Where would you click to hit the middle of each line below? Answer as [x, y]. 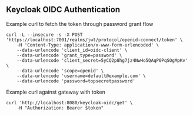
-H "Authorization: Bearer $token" [60, 108]
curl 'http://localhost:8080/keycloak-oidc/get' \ [69, 102]
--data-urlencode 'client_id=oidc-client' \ [72, 50]
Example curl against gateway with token [56, 92]
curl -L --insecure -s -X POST [44, 35]
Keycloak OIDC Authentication [63, 10]
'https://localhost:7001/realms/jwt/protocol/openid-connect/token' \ [94, 40]
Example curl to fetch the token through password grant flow [80, 24]
